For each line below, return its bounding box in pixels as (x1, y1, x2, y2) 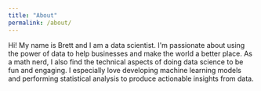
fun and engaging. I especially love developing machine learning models (8, 65, 241, 75)
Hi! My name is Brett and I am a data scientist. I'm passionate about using (8, 40, 245, 49)
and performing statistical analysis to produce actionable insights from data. (8, 74, 254, 83)
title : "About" (8, 11, 58, 20)
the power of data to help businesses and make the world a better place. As (8, 49, 253, 58)
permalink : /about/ (8, 19, 72, 27)
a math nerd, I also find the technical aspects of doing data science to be (8, 56, 244, 67)
